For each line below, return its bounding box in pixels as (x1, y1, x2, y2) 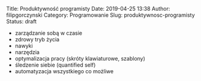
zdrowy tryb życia (14, 36, 60, 43)
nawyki (14, 42, 33, 49)
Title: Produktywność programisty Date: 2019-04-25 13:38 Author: (6, 5, 170, 12)
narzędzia (14, 49, 40, 56)
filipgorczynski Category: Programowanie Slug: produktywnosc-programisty (6, 11, 195, 19)
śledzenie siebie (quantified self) (14, 61, 96, 68)
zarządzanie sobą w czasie (14, 29, 83, 37)
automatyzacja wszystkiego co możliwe (14, 68, 114, 74)
